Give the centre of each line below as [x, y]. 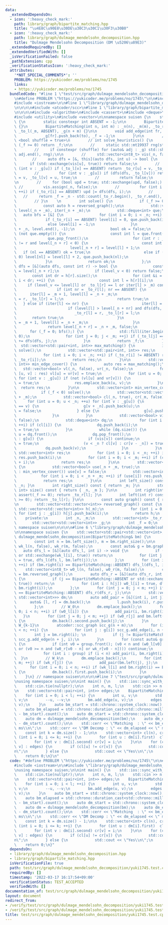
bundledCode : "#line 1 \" [37, 94]
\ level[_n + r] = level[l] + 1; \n [77, 248]
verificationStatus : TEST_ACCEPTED [47, 882]
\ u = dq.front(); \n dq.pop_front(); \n [72, 434]
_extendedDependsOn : [31, 15]
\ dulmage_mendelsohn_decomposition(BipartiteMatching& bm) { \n [82, 537]
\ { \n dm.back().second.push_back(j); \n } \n [81, 621]
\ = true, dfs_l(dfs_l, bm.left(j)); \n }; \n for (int [87, 560]
